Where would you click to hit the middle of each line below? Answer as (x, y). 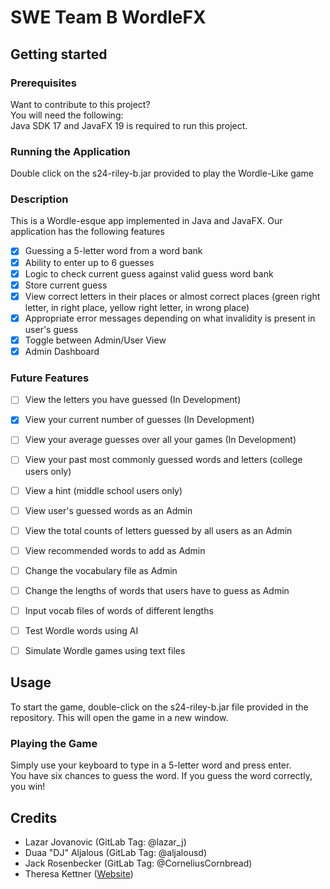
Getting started (59, 54)
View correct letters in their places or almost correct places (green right (172, 296)
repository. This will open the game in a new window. (119, 717)
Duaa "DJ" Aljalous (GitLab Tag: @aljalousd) (116, 852)
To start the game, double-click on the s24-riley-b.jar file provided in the (159, 707)
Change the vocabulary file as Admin (101, 570)
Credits (34, 817)
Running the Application (70, 151)
